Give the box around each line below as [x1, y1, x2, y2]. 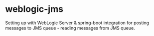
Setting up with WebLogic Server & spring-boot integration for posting [5, 20, 150, 26]
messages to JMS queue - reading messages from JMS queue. [5, 25, 136, 31]
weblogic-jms [5, 3, 64, 15]
